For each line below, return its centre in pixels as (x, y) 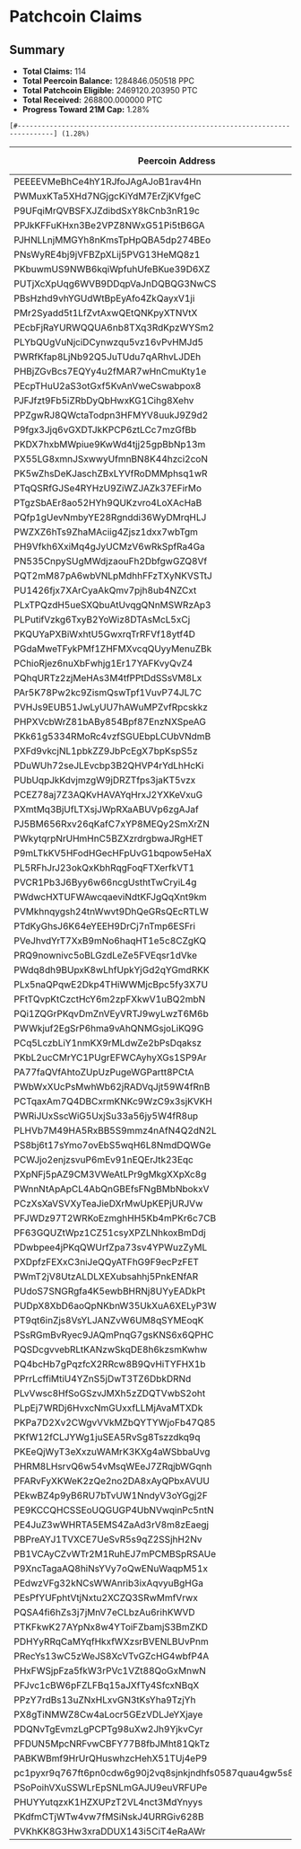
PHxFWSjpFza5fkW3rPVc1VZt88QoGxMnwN (110, 1671)
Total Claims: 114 (54, 71)
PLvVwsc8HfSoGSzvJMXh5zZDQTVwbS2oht (110, 1393)
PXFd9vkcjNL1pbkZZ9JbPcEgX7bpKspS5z (106, 751)
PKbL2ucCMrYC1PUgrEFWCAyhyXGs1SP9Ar (111, 1057)
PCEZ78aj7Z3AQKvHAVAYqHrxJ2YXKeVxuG (108, 795)
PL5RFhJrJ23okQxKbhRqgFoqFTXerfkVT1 (104, 867)
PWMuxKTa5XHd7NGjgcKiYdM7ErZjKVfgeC (107, 196)
